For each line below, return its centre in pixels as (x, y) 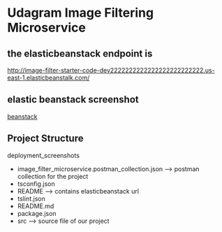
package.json (37, 213)
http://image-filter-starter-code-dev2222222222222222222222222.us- (111, 70)
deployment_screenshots (44, 155)
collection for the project (53, 176)
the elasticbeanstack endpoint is (80, 53)
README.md (36, 206)
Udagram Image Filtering (81, 13)
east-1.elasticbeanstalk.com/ (49, 78)
